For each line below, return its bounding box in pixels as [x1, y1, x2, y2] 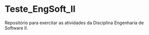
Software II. [4, 25, 28, 31]
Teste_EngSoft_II [4, 3, 75, 15]
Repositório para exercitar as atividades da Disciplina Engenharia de [4, 20, 144, 26]
